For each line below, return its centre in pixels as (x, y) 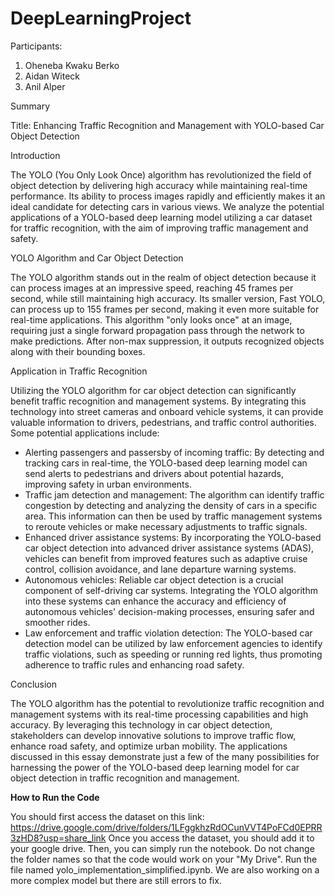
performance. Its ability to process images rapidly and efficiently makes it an (168, 196)
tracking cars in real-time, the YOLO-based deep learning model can (166, 463)
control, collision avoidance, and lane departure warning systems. (160, 569)
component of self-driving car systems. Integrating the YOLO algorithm (171, 590)
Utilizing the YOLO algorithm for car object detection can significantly (153, 390)
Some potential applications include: (85, 433)
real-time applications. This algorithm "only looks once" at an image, (151, 319)
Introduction (35, 155)
